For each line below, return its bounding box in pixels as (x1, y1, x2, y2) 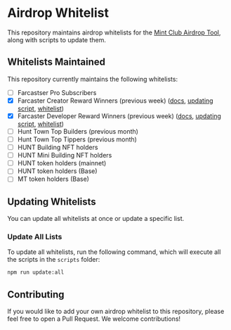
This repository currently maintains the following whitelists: (7, 75, 178, 83)
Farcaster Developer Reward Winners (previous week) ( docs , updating (17, 111, 221, 120)
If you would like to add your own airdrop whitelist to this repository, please (7, 307, 225, 316)
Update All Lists (7, 232, 62, 242)
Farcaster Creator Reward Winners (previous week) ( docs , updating (17, 96, 213, 105)
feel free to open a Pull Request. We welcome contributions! (7, 315, 181, 323)
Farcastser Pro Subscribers (17, 88, 97, 96)
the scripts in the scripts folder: (7, 255, 100, 264)
